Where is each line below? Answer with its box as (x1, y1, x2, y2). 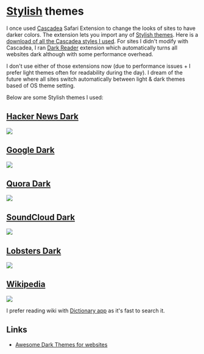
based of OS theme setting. (6, 81, 76, 89)
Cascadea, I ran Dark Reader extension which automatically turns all (6, 44, 178, 51)
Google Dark (6, 145, 55, 155)
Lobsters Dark (6, 246, 62, 256)
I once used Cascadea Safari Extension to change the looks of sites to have (6, 24, 196, 32)
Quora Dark (6, 179, 51, 189)
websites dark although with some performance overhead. (6, 50, 153, 57)
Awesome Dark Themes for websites (15, 341, 108, 348)
